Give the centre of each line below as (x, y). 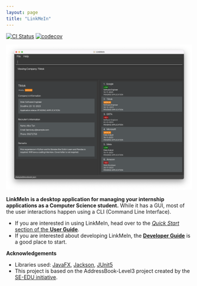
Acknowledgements (32, 253)
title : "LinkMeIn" (29, 19)
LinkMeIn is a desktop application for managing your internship (85, 199)
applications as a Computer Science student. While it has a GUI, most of (95, 205)
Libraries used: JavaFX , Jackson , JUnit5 (64, 264)
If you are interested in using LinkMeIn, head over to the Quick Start (97, 223)
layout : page (22, 12)
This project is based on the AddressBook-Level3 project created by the (102, 271)
